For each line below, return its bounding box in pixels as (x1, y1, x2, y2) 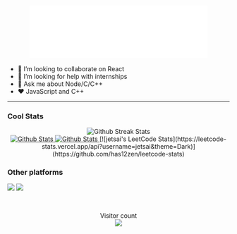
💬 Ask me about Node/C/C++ (17, 80, 104, 88)
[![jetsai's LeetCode (99, 135, 157, 143)
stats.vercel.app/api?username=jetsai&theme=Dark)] (41, 142, 196, 151)
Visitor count (99, 211, 138, 220)
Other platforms (7, 167, 63, 177)
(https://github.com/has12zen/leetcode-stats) (52, 150, 185, 159)
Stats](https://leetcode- (157, 135, 227, 143)
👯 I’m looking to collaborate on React (17, 64, 125, 73)
